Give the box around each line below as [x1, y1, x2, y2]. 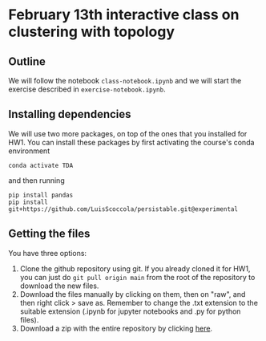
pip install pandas [8, 191, 74, 199]
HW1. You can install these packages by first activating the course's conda [8, 137, 255, 147]
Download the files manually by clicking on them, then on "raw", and [19, 289, 246, 298]
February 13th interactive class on [8, 6, 240, 24]
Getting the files [8, 227, 91, 241]
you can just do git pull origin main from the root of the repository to [19, 272, 256, 282]
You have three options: [8, 248, 87, 258]
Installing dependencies [8, 108, 131, 121]
